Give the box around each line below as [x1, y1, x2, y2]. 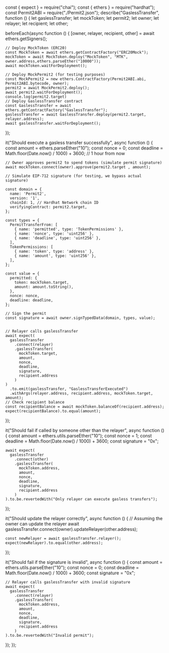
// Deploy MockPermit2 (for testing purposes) [5, 72, 106, 77]
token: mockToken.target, [14, 280, 70, 285]
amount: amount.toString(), [14, 284, 74, 289]
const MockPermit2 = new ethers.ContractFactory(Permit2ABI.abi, [5, 77, 146, 82]
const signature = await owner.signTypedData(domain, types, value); [5, 315, 156, 320]
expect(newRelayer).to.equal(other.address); [5, 540, 103, 546]
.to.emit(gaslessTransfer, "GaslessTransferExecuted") [10, 386, 128, 391]
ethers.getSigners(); [5, 35, 47, 42]
